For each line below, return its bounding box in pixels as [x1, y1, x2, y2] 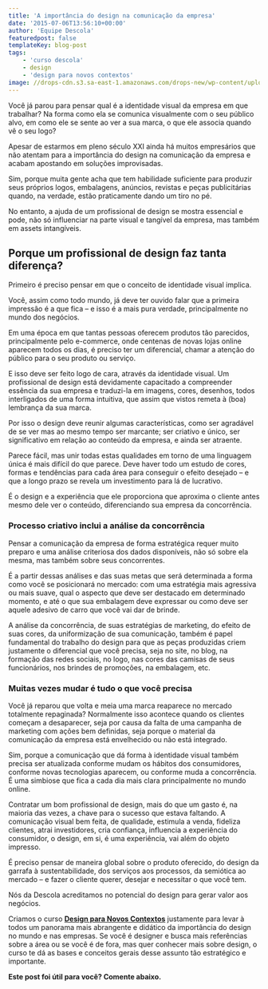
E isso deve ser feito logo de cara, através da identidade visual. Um [8, 369, 230, 379]
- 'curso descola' [22, 57, 84, 65]
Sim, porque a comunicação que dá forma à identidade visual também [8, 750, 239, 760]
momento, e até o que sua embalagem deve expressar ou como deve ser [8, 596, 249, 606]
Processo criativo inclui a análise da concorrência [8, 520, 205, 531]
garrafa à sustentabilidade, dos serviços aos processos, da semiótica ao [8, 866, 246, 876]
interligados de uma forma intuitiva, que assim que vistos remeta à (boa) [8, 395, 246, 404]
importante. [8, 956, 46, 966]
